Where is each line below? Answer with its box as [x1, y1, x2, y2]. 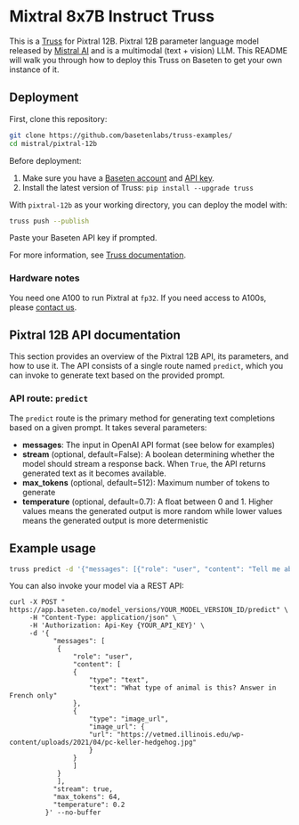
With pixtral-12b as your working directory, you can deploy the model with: [9, 199, 287, 210]
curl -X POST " [9, 598, 66, 607]
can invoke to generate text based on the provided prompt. [9, 370, 225, 380]
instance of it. [9, 64, 60, 75]
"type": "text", [88, 675, 149, 685]
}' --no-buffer [44, 808, 101, 817]
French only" [9, 691, 58, 700]
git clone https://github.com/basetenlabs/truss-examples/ [9, 131, 233, 140]
